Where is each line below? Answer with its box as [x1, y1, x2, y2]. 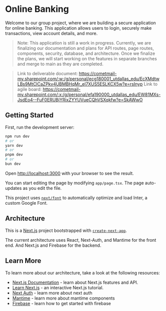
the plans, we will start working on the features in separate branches [17, 55, 157, 61]
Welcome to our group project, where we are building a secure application [5, 20, 156, 26]
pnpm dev [5, 152, 23, 157]
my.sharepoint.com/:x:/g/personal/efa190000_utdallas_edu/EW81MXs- [17, 91, 161, 97]
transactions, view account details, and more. [5, 30, 98, 36]
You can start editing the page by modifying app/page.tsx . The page [5, 179, 144, 186]
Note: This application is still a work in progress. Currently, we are [17, 40, 152, 45]
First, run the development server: [5, 124, 75, 130]
